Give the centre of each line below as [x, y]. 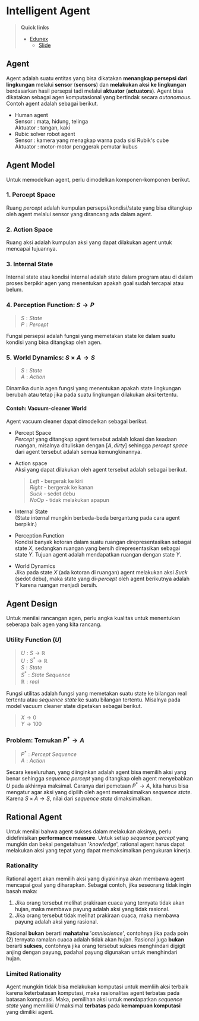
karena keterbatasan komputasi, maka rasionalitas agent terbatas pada [93, 993]
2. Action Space [30, 229]
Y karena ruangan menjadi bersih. [56, 585]
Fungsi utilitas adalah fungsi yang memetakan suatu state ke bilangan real [97, 693]
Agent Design [32, 604]
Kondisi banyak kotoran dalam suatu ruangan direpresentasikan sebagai [103, 542]
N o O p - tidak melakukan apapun [70, 500]
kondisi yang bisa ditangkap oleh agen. [54, 342]
